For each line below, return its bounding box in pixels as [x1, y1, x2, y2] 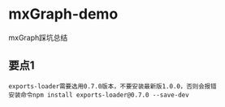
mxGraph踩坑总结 [8, 32, 68, 42]
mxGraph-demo [8, 5, 119, 24]
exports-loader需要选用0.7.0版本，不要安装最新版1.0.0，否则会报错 [8, 82, 217, 90]
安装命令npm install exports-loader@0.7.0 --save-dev [8, 91, 189, 99]
